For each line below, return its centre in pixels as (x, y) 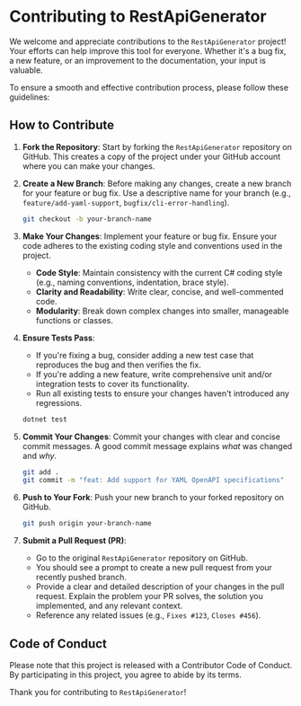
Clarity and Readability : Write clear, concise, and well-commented (160, 291)
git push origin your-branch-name (87, 524)
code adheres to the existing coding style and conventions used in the (152, 245)
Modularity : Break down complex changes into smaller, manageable (162, 311)
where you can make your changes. (89, 166)
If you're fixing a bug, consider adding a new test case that (145, 355)
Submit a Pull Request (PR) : (75, 541)
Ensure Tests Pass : (58, 338)
